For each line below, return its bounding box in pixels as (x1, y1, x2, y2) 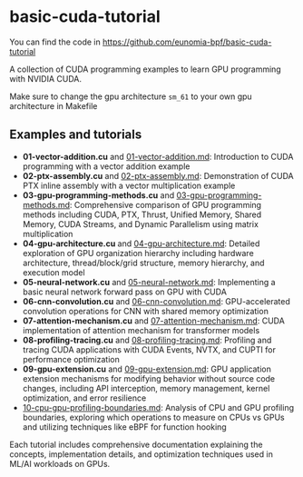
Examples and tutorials (9, 127, 142, 143)
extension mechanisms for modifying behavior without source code (22, 373, 276, 383)
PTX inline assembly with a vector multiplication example (22, 180, 236, 191)
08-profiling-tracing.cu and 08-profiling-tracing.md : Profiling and (22, 334, 272, 345)
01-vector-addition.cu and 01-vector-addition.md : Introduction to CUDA (22, 151, 294, 162)
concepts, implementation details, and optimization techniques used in (9, 448, 274, 460)
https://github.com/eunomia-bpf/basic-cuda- (103, 36, 272, 47)
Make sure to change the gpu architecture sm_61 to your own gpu (9, 91, 252, 102)
